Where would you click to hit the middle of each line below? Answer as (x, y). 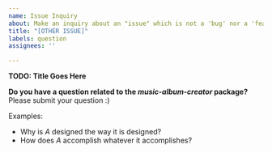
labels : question (38, 38)
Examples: (25, 116)
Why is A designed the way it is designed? (91, 132)
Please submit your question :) (59, 100)
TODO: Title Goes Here (47, 76)
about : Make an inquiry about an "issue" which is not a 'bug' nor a (128, 23)
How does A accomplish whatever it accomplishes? (106, 140)
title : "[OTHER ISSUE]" (49, 31)
